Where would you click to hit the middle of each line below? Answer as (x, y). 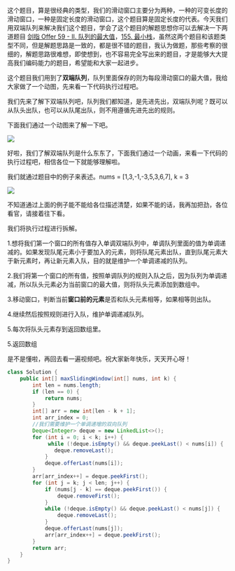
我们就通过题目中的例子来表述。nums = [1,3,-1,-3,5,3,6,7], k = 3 (98, 177)
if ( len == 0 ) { (56, 392)
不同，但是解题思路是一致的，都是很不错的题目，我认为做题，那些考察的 (117, 45)
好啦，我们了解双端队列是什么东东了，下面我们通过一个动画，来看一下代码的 (117, 153)
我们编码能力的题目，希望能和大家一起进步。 (77, 63)
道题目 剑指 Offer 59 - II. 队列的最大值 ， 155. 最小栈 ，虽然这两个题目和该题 (114, 36)
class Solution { (33, 372)
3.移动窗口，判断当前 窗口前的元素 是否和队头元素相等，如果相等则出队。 (111, 299)
